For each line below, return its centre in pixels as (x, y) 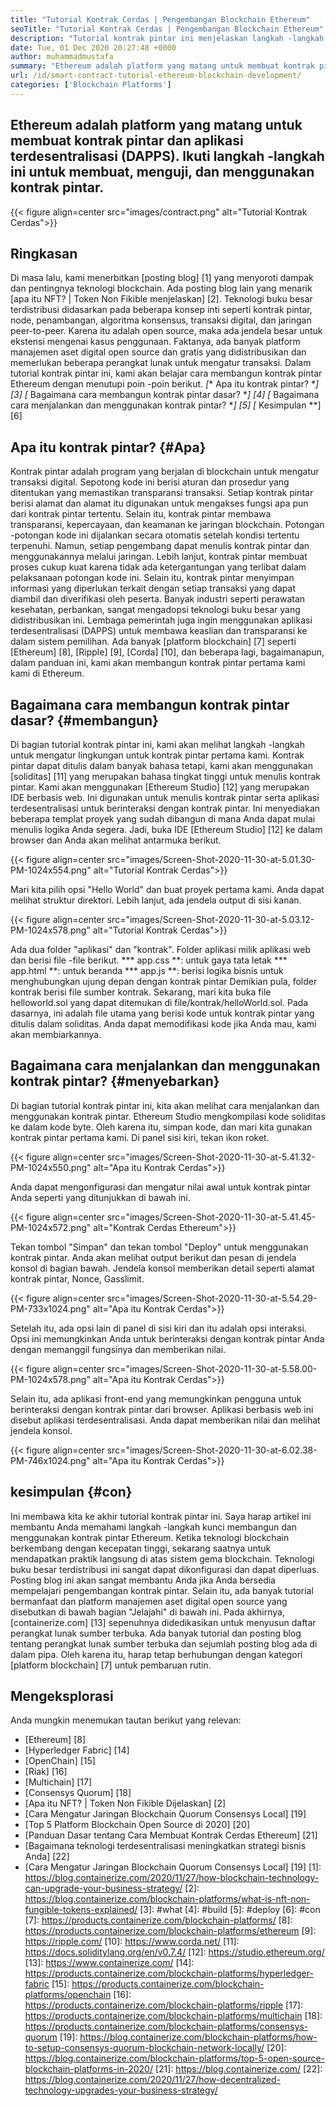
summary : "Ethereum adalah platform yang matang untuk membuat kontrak (162, 66)
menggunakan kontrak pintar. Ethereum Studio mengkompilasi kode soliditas (168, 1116)
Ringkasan (44, 253)
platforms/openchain (68, 1995)
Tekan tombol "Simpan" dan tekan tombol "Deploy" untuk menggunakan (159, 1247)
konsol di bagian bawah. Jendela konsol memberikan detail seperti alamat (162, 1268)
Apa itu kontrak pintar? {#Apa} (108, 447)
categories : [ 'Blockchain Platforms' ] (91, 85)
